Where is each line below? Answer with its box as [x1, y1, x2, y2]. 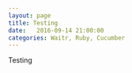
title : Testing [8, 19, 58, 27]
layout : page [8, 11, 51, 20]
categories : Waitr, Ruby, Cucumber [8, 33, 126, 42]
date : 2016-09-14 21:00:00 [8, 26, 104, 34]
